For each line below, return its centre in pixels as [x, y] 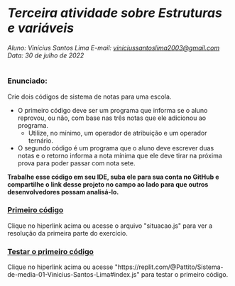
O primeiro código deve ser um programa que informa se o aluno [113, 110]
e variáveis [41, 28]
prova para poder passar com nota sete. [76, 163]
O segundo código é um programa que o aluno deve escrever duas [116, 148]
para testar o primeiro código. [185, 275]
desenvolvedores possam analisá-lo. [63, 192]
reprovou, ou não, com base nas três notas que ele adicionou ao [112, 118]
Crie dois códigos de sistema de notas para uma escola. [89, 97]
